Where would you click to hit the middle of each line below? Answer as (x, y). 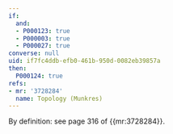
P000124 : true (39, 76)
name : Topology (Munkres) (59, 98)
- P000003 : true (43, 38)
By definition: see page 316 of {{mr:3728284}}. (87, 121)
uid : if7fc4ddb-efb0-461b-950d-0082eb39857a (84, 61)
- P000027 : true (43, 46)
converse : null (34, 53)
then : (17, 69)
